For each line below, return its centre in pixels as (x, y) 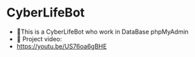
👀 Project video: (39, 38)
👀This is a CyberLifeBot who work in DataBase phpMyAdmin (102, 32)
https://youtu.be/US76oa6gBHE (62, 46)
